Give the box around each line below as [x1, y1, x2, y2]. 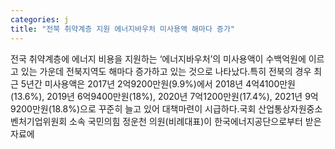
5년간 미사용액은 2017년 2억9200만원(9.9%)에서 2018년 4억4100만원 [20, 77, 296, 90]
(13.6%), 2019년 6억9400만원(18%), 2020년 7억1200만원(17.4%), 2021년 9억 [10, 90, 319, 102]
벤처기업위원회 [10, 115, 68, 127]
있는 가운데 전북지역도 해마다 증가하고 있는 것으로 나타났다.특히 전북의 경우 [20, 65, 312, 77]
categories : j [10, 14, 70, 25]
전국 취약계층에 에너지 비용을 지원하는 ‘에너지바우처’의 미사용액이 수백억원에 [10, 52, 307, 65]
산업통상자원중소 [258, 102, 323, 115]
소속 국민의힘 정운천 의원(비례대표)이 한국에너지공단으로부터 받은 [69, 115, 322, 127]
